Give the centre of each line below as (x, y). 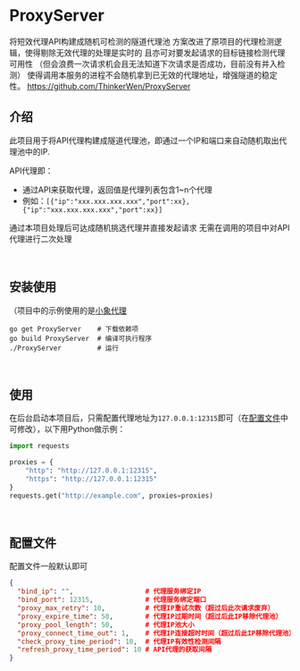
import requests (39, 446)
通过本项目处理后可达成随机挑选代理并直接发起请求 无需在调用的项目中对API (150, 227)
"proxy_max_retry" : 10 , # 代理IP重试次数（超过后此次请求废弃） (146, 608)
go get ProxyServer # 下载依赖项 (74, 329)
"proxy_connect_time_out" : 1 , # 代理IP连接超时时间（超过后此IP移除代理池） (157, 633)
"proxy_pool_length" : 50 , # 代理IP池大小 (106, 624)
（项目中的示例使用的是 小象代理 (68, 310)
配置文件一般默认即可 (48, 566)
